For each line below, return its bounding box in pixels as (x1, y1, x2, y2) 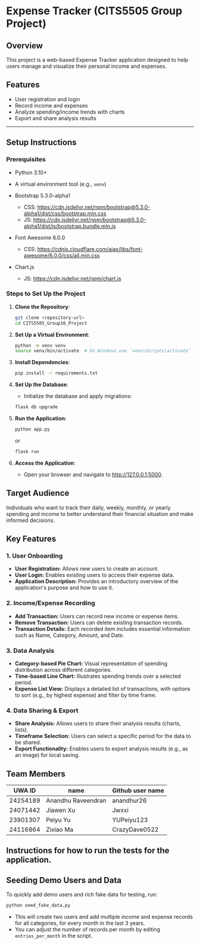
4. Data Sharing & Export (6, 706, 79, 715)
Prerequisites (6, 155, 46, 164)
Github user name (112, 787, 165, 794)
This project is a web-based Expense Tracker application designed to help (6, 57, 189, 63)
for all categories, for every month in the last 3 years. (14, 919, 145, 927)
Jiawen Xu (46, 806, 76, 814)
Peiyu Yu (46, 816, 71, 824)
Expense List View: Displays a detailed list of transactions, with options (14, 685, 190, 692)
